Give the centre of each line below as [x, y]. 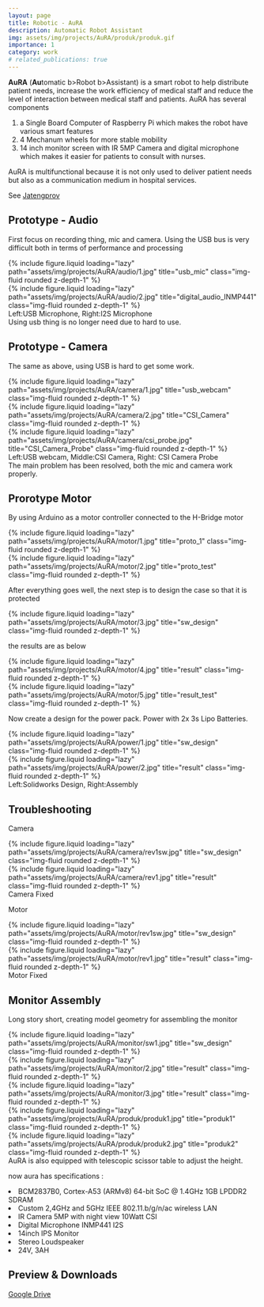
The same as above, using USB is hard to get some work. [102, 366]
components [29, 107]
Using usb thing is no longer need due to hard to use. [95, 322]
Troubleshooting [50, 809]
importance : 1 [32, 45]
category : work [33, 52]
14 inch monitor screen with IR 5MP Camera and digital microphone [129, 148]
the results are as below [47, 646]
